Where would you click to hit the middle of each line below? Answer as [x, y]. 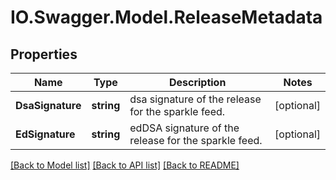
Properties [44, 54]
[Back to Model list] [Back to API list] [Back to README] [125, 165]
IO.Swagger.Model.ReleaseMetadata [166, 17]
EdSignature [45, 134]
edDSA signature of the [184, 128]
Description [197, 82]
